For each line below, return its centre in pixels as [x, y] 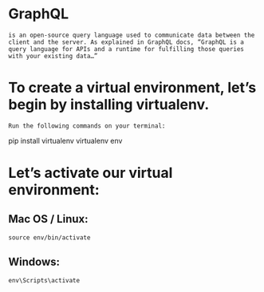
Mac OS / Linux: [49, 219]
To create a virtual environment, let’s [132, 88]
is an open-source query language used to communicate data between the [132, 35]
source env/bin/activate [49, 237]
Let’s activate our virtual [91, 173]
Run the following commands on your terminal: [87, 126]
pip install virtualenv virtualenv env [65, 140]
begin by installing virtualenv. [109, 105]
